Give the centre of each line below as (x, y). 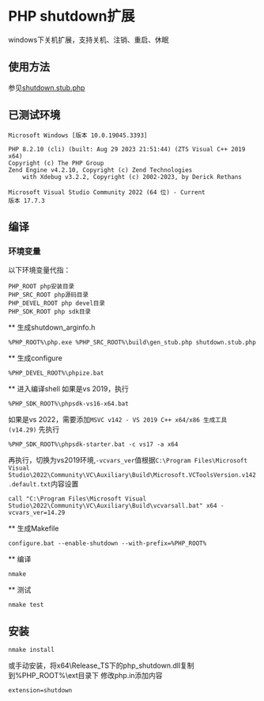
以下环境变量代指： (40, 270)
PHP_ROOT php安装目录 (41, 287)
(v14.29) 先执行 (34, 429)
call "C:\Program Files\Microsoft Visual (77, 499)
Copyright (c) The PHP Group (56, 163)
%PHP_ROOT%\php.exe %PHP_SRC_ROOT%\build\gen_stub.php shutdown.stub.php (132, 343)
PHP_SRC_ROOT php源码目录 (49, 295)
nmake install (32, 650)
